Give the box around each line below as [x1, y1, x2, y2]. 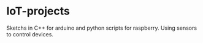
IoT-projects [6, 4, 71, 18]
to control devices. [6, 30, 54, 38]
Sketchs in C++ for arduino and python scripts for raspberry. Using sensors [6, 24, 197, 31]
